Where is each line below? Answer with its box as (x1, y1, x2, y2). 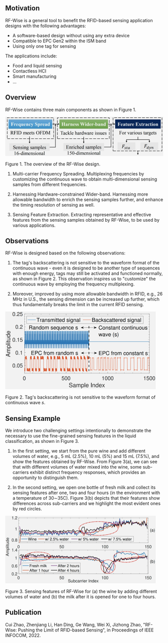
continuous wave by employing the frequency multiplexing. (12, 281, 135, 287)
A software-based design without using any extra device (12, 32, 130, 38)
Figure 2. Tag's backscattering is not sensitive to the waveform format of (5, 394, 156, 400)
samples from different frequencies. (12, 181, 87, 188)
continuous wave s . (5, 400, 46, 406)
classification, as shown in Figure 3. (5, 438, 79, 444)
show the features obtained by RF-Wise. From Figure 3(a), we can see (12, 458, 157, 465)
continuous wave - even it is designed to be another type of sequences (12, 265, 160, 271)
